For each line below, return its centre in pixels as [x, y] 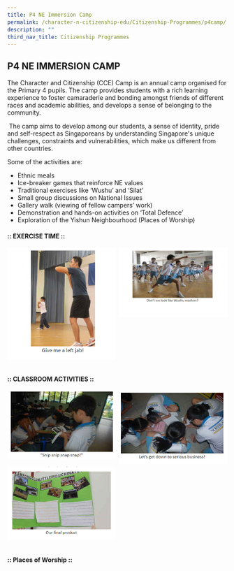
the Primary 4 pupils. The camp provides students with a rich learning [108, 90]
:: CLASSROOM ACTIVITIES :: [51, 379]
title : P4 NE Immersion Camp [50, 15]
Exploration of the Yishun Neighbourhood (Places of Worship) [106, 220]
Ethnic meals [36, 175]
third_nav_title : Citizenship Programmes [68, 37]
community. [24, 113]
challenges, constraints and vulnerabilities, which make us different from [112, 141]
